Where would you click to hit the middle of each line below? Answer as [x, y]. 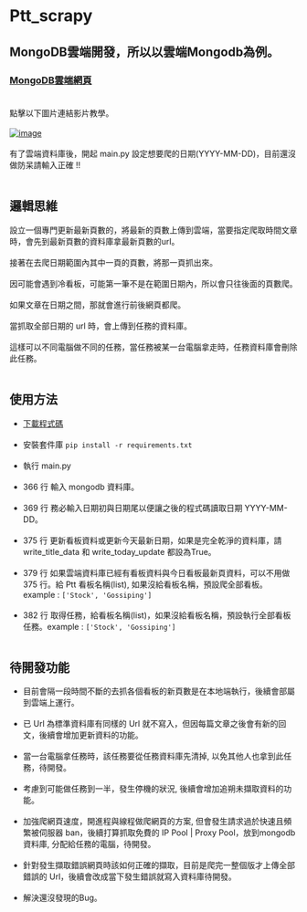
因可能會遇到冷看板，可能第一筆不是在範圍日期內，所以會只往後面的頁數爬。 [153, 283]
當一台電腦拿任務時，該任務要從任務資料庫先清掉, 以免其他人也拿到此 [153, 756]
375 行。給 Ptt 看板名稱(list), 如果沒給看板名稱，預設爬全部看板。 [145, 584]
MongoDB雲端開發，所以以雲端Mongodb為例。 [144, 52]
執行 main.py [47, 466]
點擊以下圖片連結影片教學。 [62, 113]
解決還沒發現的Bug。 [62, 898]
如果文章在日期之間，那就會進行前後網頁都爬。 [97, 304]
